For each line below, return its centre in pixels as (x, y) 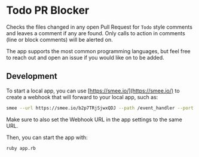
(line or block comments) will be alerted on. (60, 39)
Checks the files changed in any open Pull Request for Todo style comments (99, 27)
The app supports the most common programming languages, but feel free (99, 51)
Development (32, 76)
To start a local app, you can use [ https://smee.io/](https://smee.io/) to (93, 91)
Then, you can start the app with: (47, 137)
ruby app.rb (21, 148)
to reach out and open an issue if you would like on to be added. (85, 57)
